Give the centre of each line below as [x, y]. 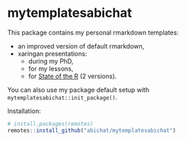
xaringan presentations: [52, 54]
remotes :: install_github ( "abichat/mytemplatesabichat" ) [92, 130]
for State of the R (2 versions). [72, 76]
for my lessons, [51, 68]
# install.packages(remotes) [50, 124]
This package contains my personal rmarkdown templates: [93, 32]
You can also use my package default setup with [78, 90]
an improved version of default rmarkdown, [81, 46]
